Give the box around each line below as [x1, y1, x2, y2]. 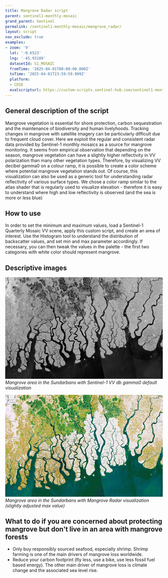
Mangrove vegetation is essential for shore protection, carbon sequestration [5, 120, 162, 126]
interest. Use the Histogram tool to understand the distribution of [5, 233, 138, 239]
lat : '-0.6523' [9, 50, 41, 55]
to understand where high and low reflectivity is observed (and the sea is [5, 189, 156, 195]
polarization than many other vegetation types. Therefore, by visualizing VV [5, 157, 161, 163]
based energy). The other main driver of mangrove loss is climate [12, 562, 147, 568]
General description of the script [5, 107, 109, 115]
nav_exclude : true [5, 35, 43, 40]
